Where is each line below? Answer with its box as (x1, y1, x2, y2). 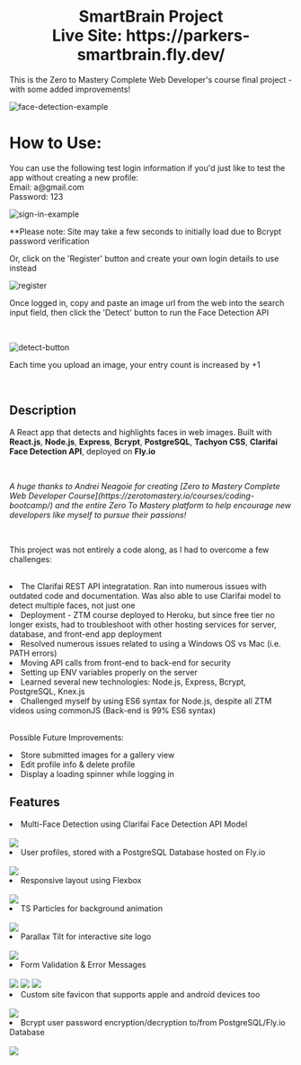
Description (9, 403, 76, 418)
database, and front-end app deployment (9, 628, 163, 640)
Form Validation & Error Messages (21, 959, 146, 970)
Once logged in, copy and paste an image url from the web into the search (9, 297, 285, 308)
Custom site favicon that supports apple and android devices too (21, 989, 261, 999)
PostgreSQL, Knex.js (9, 685, 85, 696)
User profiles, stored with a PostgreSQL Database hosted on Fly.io (21, 846, 266, 857)
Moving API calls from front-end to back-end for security (21, 657, 232, 667)
